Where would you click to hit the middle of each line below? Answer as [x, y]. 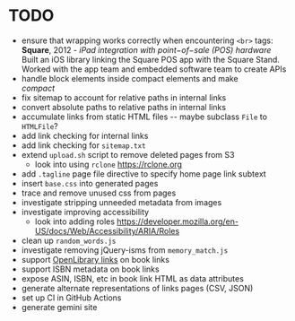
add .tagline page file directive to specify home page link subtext [143, 174]
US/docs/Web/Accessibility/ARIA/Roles [107, 230]
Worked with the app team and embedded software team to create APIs [154, 69]
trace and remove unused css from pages [99, 193]
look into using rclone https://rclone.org [108, 164]
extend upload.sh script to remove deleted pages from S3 [128, 154]
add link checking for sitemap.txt [83, 145]
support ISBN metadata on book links [90, 269]
